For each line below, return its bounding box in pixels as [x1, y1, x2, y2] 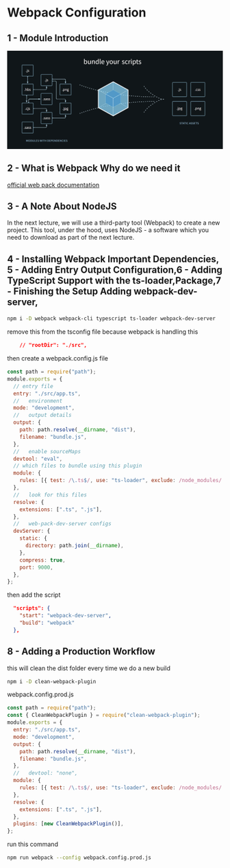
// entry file [13, 382, 53, 389]
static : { [19, 535, 48, 542]
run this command [7, 840, 58, 849]
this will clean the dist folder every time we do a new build [7, 664, 171, 672]
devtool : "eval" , [13, 455, 63, 462]
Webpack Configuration [7, 5, 146, 21]
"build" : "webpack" [19, 619, 75, 626]
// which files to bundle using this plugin [13, 462, 142, 470]
